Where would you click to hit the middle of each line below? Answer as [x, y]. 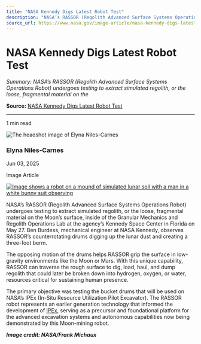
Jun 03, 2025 [23, 163]
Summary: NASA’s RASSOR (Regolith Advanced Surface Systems [87, 82]
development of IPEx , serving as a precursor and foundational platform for [98, 310]
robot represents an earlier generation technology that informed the [90, 304]
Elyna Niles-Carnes [35, 150]
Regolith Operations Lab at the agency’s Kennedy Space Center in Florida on [100, 223]
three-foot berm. [27, 242]
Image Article [23, 175]
